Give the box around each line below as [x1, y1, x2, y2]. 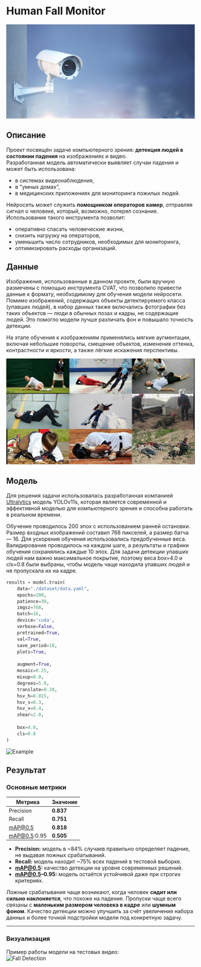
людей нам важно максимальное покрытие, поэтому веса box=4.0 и [6, 554, 182, 562]
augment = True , [17, 661, 52, 667]
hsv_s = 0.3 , [17, 699, 44, 705]
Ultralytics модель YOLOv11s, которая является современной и [6, 498, 167, 505]
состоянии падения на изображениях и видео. [6, 152, 127, 160]
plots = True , [17, 649, 47, 655]
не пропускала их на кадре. [6, 567, 78, 574]
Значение [51, 798, 78, 806]
